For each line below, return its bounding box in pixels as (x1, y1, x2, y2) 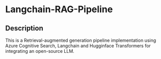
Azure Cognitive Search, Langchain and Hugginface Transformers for (5, 43, 151, 49)
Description (5, 24, 43, 33)
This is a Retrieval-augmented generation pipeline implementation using (5, 37, 156, 43)
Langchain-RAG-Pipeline (5, 4, 113, 15)
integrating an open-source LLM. (5, 48, 75, 54)
